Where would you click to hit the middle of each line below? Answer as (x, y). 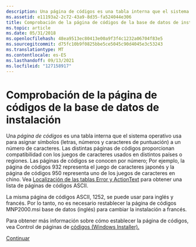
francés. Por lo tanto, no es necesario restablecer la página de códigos (91, 203)
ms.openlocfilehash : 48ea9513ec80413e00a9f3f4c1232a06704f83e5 (85, 39)
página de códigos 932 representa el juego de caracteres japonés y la (90, 167)
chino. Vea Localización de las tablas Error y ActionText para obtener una (94, 180)
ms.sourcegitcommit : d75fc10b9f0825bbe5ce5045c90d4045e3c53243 (85, 44)
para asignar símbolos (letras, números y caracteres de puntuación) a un (93, 142)
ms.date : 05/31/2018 (31, 33)
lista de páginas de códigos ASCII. (47, 186)
